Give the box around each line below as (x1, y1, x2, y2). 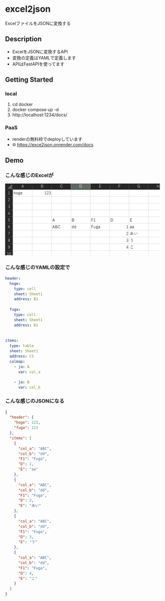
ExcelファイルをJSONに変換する (5, 20, 71, 26)
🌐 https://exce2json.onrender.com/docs (12, 141, 94, 147)
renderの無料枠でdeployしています (12, 136, 82, 142)
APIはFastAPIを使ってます (12, 61, 65, 67)
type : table (9, 343, 34, 348)
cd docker (12, 101, 33, 107)
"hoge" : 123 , (14, 420, 41, 425)
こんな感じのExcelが (5, 172, 54, 179)
